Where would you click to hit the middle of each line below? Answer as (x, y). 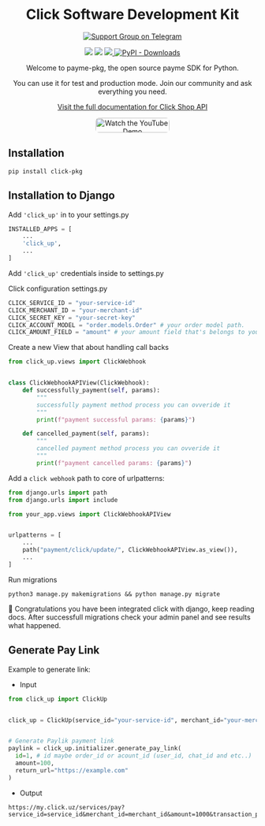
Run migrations (33, 579)
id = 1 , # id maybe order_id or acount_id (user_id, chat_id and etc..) (134, 756)
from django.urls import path (58, 493)
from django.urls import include (63, 500)
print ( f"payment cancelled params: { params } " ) (114, 463)
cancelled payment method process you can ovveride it (129, 448)
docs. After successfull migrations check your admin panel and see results (129, 617)
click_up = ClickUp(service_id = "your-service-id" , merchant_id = (116, 720)
